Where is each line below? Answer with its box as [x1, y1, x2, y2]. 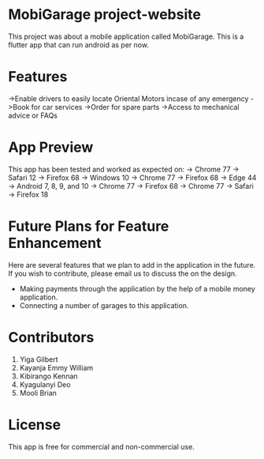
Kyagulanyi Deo [19, 379, 71, 389]
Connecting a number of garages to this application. [19, 300, 189, 310]
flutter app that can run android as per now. [8, 40, 150, 49]
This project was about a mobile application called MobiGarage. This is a [8, 32, 244, 41]
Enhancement [8, 235, 102, 252]
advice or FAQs [8, 111, 58, 120]
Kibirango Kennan [19, 371, 78, 381]
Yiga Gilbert [19, 354, 58, 364]
